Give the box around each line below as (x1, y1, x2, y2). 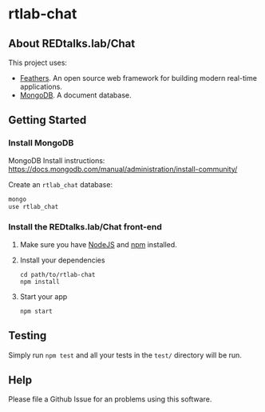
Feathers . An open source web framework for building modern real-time (19, 74, 258, 82)
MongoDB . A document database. (19, 90, 132, 100)
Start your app (19, 291, 68, 301)
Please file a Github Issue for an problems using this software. (8, 394, 212, 404)
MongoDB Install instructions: (8, 155, 105, 165)
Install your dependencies (19, 255, 105, 265)
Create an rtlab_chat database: (8, 179, 113, 189)
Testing (8, 329, 47, 342)
